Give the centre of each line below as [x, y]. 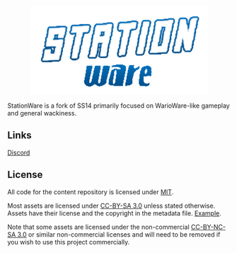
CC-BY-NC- [208, 227]
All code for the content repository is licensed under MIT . [91, 192]
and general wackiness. [42, 113]
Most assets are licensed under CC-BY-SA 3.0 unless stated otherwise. [111, 206]
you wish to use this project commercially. [69, 242]
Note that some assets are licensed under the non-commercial [98, 227]
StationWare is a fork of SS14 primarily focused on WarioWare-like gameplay [118, 106]
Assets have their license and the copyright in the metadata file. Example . [114, 213]
